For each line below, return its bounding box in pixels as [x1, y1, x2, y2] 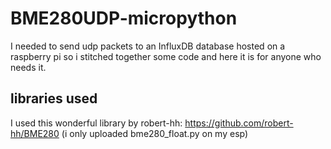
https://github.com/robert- [184, 117, 294, 129]
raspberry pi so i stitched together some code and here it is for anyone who [10, 50, 322, 62]
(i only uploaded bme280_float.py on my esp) [61, 127, 249, 139]
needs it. [10, 61, 47, 73]
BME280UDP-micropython [10, 7, 238, 30]
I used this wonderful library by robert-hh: [10, 117, 183, 129]
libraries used [10, 90, 98, 107]
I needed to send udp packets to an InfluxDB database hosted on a [10, 40, 286, 52]
